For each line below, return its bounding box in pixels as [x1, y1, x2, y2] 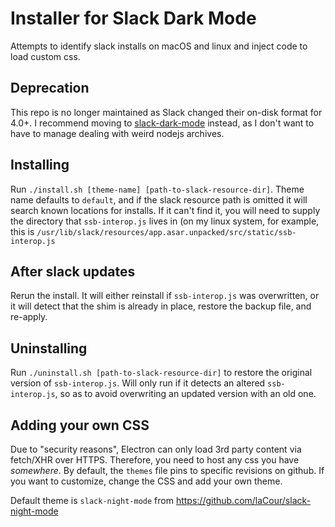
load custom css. [10, 50, 81, 62]
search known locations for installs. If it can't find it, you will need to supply [10, 204, 321, 216]
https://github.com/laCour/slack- [175, 495, 311, 506]
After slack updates [10, 263, 136, 280]
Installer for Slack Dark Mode [10, 7, 257, 30]
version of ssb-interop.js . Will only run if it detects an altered [10, 377, 266, 389]
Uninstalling [10, 340, 88, 357]
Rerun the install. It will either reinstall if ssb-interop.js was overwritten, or [10, 290, 320, 302]
